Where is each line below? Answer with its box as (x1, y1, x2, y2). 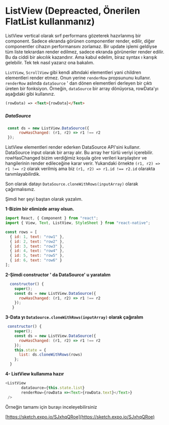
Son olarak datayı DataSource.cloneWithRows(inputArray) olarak (5, 181, 139, 187)
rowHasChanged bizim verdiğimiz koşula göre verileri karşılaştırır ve (5, 155, 147, 161)
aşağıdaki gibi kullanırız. (5, 91, 56, 97)
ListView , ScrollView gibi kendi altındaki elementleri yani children (5, 69, 142, 75)
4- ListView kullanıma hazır (5, 371, 64, 377)
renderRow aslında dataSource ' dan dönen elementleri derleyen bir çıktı (5, 80, 152, 86)
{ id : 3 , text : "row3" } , (10, 244, 65, 249)
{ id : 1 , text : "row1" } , (10, 234, 65, 239)
